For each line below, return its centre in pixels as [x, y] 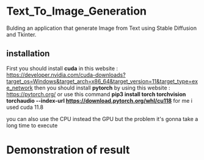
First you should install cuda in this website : [62, 68]
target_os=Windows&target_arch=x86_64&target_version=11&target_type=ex [102, 81]
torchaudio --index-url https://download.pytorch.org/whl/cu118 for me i [99, 100]
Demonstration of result [68, 150]
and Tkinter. [21, 34]
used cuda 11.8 [25, 107]
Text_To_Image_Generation [76, 11]
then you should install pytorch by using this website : [102, 88]
